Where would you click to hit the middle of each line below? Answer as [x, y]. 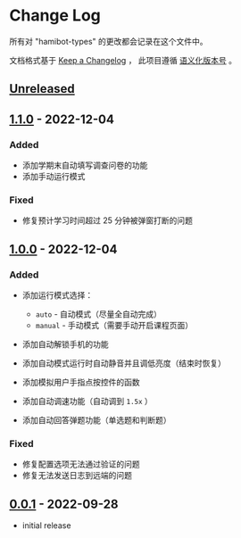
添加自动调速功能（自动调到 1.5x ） [87, 401]
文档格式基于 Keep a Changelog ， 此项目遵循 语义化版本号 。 [123, 60]
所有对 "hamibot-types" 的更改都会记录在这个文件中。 [108, 41]
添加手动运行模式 [54, 177]
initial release [46, 526]
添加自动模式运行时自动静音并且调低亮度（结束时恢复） [124, 363]
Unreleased [42, 89]
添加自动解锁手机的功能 [65, 344]
